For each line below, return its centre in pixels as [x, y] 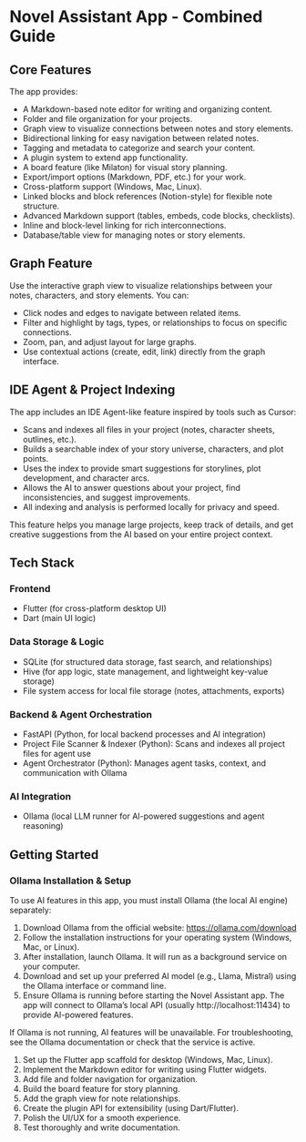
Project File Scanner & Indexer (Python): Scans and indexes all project [153, 743]
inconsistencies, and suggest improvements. [107, 497]
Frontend [30, 588]
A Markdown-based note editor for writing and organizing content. [148, 109]
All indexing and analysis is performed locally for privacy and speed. [151, 506]
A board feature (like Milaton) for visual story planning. [125, 167]
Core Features [51, 70]
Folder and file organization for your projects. [107, 119]
